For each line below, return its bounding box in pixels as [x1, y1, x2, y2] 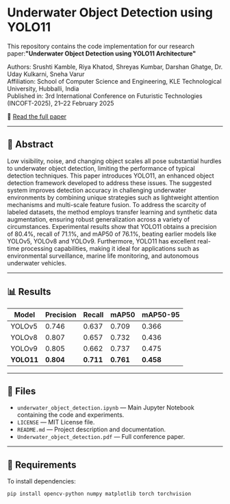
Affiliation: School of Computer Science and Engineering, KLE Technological [7, 77, 222, 85]
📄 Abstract [7, 139, 53, 150]
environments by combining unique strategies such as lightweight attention [7, 193, 219, 202]
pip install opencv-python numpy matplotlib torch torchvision [7, 490, 192, 498]
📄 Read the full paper [7, 112, 67, 121]
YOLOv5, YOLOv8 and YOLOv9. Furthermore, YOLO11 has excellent [7, 237, 196, 245]
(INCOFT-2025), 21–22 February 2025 [7, 99, 114, 107]
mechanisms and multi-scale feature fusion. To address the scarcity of [7, 200, 207, 208]
